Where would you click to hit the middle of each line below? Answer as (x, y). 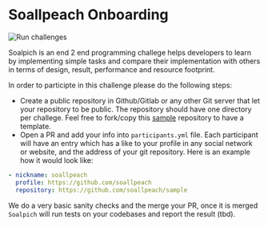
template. (36, 126)
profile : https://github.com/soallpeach (84, 182)
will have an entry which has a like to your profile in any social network (136, 143)
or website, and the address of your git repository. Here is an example (135, 152)
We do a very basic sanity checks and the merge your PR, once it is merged (133, 205)
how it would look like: (56, 160)
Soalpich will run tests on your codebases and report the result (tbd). (122, 213)
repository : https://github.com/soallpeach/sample (102, 190)
